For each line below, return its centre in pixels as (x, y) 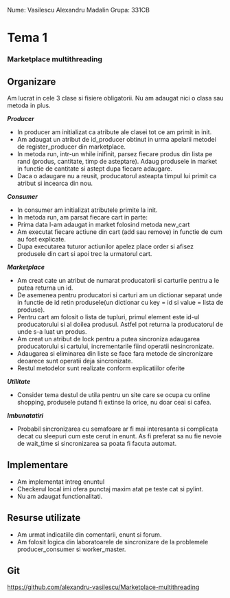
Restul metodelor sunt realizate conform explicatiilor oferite (101, 368)
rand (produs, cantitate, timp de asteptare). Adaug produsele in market (117, 161)
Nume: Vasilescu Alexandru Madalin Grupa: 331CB (78, 10)
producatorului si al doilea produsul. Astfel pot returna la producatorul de (120, 324)
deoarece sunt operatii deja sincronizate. (75, 361)
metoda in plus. (29, 105)
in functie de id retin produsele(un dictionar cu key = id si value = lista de (120, 302)
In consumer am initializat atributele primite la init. (87, 210)
